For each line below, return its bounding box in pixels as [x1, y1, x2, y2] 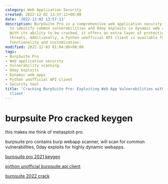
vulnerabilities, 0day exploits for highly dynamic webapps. [5, 144, 125, 150]
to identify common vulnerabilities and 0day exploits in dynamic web [9, 26, 160, 31]
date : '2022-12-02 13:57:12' [5, 16, 66, 21]
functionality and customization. [9, 40, 81, 45]
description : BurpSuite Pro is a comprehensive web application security [5, 21, 162, 26]
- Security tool [5, 81, 39, 86]
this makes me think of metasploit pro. [5, 129, 84, 135]
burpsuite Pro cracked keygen [5, 112, 133, 124]
